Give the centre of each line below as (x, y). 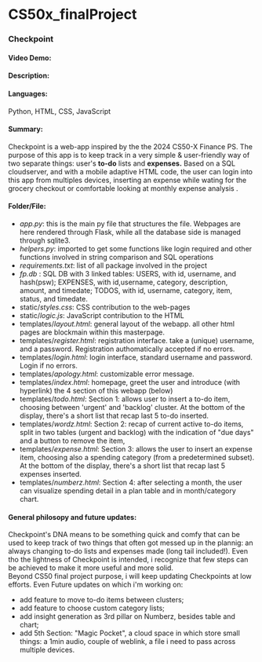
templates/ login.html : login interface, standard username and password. (136, 357)
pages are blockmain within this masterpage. (92, 332)
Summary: (25, 129)
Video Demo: (30, 57)
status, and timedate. (54, 298)
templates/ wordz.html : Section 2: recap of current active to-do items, (131, 424)
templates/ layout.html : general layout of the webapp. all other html (127, 324)
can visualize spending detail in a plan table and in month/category (128, 490)
